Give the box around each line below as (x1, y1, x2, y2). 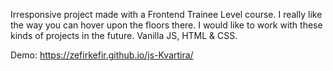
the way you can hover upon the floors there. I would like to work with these (10, 19, 323, 31)
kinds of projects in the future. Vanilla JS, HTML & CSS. (10, 30, 238, 41)
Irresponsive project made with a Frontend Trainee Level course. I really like (10, 9, 323, 20)
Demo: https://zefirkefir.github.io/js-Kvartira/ (10, 49, 194, 61)
